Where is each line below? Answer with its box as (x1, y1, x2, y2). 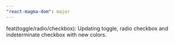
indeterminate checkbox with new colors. (6, 31, 107, 38)
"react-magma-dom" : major (6, 8, 70, 15)
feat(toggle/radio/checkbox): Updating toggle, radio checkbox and (6, 25, 169, 32)
